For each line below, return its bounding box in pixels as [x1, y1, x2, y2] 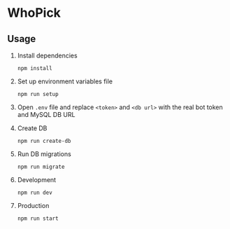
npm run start [17, 215, 59, 222]
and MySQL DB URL [17, 111, 76, 118]
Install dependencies [17, 51, 78, 60]
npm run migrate [17, 163, 65, 170]
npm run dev [17, 189, 52, 196]
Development [17, 176, 57, 183]
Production [17, 202, 50, 209]
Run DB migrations [17, 150, 71, 158]
